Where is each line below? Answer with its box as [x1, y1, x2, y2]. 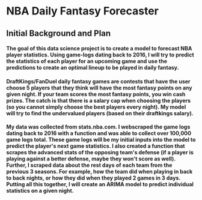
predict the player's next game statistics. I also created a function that [6, 142, 185, 150]
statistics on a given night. [6, 187, 74, 195]
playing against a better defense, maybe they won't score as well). [6, 155, 176, 163]
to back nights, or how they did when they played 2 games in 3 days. [6, 174, 181, 181]
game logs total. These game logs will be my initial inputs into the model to [6, 136, 196, 144]
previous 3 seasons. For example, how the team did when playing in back [6, 168, 193, 175]
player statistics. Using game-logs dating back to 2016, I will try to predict [6, 51, 194, 58]
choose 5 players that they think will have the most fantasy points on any [6, 84, 192, 91]
